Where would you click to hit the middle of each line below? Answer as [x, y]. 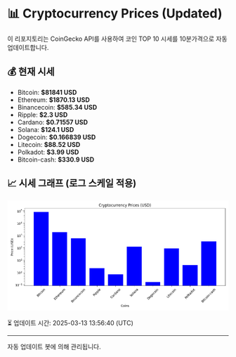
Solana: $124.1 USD [46, 129]
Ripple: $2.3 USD [42, 115]
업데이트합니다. [28, 47]
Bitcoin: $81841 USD [47, 92]
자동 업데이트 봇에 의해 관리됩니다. [54, 346]
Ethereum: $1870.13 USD [53, 100]
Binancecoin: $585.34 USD [57, 107]
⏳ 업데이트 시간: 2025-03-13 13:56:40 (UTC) [70, 323]
